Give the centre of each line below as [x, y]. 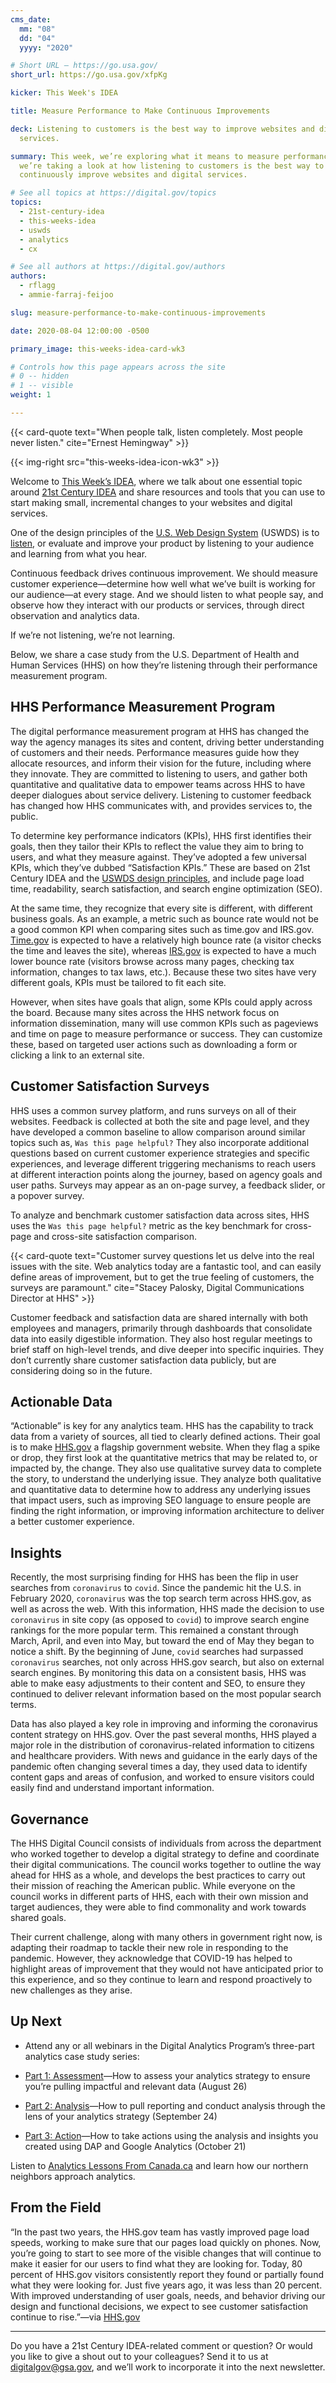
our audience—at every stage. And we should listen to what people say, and [167, 594]
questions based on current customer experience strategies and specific [160, 1153]
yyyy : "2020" [46, 47]
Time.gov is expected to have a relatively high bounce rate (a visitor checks [166, 940]
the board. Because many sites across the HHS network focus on [145, 1012]
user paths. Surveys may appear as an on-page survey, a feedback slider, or [168, 1185]
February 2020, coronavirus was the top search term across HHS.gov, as [161, 1598]
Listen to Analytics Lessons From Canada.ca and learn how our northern [159, 2165]
